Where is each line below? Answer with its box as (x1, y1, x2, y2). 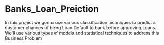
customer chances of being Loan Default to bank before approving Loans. (5, 24, 156, 30)
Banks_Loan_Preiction (5, 3, 99, 15)
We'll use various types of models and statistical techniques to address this (5, 30, 160, 36)
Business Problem (5, 35, 42, 41)
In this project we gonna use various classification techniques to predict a (5, 20, 156, 25)
